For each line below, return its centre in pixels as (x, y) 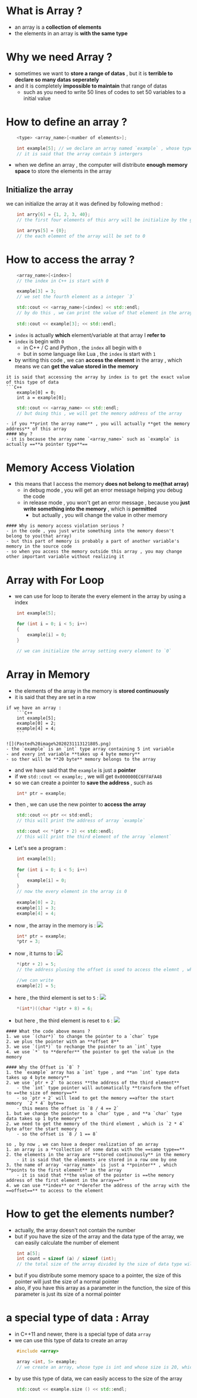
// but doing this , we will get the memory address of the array (99, 413)
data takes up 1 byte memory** (44, 1118)
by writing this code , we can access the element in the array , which (98, 360)
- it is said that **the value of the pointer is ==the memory (96, 1175)
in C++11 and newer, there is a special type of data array (83, 1334)
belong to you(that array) (39, 536)
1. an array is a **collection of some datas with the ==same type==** (95, 1150)
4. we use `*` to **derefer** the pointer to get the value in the (90, 1052)
